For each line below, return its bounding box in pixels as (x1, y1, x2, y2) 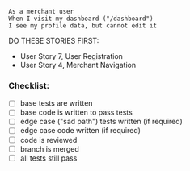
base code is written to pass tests (19, 107, 133, 117)
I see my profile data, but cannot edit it (8, 22, 158, 30)
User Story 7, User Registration (19, 52, 124, 60)
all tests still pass (19, 153, 78, 163)
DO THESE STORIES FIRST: (8, 36, 99, 45)
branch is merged (19, 144, 79, 153)
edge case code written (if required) (19, 126, 141, 136)
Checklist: (8, 80, 50, 91)
